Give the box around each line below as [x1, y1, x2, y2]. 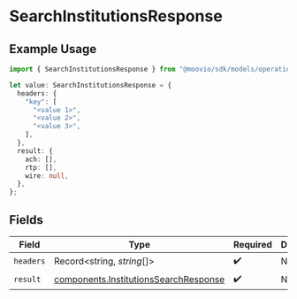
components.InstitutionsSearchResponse [54, 273, 225, 286]
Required [232, 238, 272, 250]
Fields [9, 212, 44, 227]
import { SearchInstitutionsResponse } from [9, 65, 176, 73]
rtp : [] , [25, 163, 57, 172]
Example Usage [9, 42, 97, 57]
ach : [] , [25, 155, 57, 164]
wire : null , [25, 171, 69, 180]
